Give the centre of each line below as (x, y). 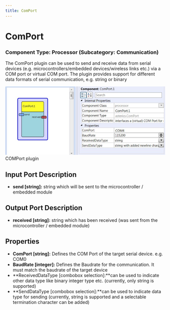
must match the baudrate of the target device (60, 270)
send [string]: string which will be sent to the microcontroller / (78, 186)
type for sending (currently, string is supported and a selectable (79, 297)
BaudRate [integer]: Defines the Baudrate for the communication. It (83, 264)
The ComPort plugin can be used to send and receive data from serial (78, 63)
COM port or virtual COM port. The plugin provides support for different (80, 74)
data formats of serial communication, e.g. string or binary (66, 80)
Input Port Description (41, 175)
